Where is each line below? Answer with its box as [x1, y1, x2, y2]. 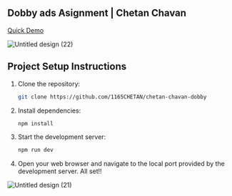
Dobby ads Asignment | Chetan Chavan [7, 7, 187, 19]
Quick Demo [7, 26, 44, 34]
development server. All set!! [17, 167, 102, 175]
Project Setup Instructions [7, 61, 127, 73]
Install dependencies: [17, 106, 81, 115]
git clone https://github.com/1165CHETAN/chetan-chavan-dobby [17, 93, 207, 100]
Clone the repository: [17, 79, 81, 88]
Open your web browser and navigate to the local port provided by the [17, 160, 225, 168]
